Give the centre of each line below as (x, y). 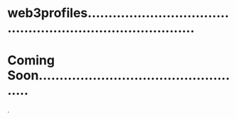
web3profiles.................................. (118, 13)
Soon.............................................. (119, 75)
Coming (31, 61)
